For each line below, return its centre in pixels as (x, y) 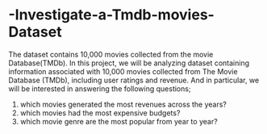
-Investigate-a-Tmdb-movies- (112, 15)
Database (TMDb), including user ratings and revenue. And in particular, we (134, 80)
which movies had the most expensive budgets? (100, 113)
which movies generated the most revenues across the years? (123, 104)
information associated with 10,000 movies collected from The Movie (123, 71)
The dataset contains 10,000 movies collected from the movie (111, 54)
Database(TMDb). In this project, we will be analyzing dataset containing (129, 63)
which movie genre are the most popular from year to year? (119, 121)
